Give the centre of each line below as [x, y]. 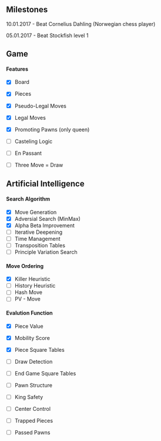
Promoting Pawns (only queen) [52, 129]
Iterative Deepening [38, 232]
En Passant [28, 153]
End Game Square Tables [45, 373]
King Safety [29, 397]
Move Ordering [25, 266]
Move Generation [36, 212]
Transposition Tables [40, 245]
